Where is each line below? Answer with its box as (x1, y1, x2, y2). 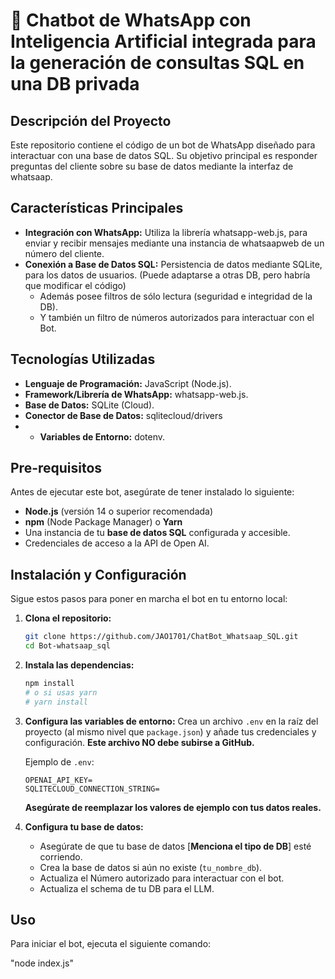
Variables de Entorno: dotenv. (39, 430, 166, 443)
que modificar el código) (24, 279, 127, 291)
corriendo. (39, 850, 83, 863)
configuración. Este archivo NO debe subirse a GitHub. (24, 736, 255, 748)
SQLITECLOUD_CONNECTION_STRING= (24, 784, 160, 794)
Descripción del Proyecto (10, 112, 172, 129)
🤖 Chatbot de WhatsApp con (10, 9, 252, 32)
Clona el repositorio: (24, 612, 112, 624)
